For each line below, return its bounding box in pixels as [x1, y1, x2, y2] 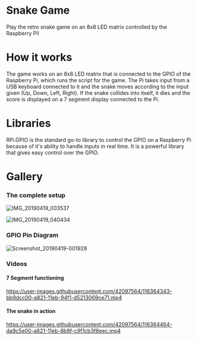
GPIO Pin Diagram [6, 231, 58, 239]
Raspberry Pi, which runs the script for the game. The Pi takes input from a [6, 76, 190, 84]
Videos [6, 259, 27, 268]
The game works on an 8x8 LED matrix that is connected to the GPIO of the [6, 70, 191, 78]
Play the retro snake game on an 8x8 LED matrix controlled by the [6, 23, 167, 30]
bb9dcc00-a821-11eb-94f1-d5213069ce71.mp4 [6, 293, 122, 301]
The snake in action [6, 308, 56, 315]
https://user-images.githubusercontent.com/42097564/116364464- [6, 320, 173, 328]
